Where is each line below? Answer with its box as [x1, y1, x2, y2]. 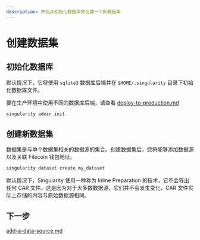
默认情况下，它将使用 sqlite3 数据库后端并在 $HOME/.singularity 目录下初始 [6, 79, 193, 86]
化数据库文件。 [6, 86, 43, 93]
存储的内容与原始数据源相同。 [16, 192, 90, 199]
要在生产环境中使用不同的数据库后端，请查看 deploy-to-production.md [6, 99, 180, 106]
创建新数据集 [6, 129, 54, 139]
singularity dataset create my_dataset [6, 165, 105, 171]
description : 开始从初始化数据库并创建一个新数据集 [6, 8, 121, 15]
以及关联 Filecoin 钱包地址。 [6, 153, 76, 161]
